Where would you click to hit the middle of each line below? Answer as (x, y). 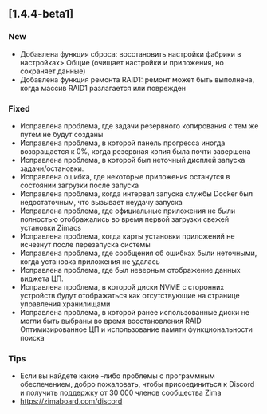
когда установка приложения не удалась (90, 261)
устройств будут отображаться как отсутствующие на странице (130, 295)
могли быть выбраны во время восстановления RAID (110, 321)
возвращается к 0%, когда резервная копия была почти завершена (135, 151)
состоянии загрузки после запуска (79, 185)
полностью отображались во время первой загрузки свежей (124, 219)
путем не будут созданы (61, 134)
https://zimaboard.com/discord (71, 401)
